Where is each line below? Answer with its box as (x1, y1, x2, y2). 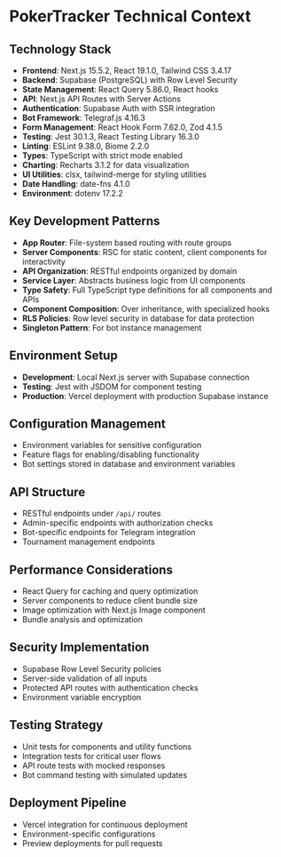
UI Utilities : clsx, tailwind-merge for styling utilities (21, 169, 207, 180)
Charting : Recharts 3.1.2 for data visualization (21, 160, 190, 170)
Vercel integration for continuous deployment (21, 819, 188, 829)
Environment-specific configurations (21, 829, 156, 839)
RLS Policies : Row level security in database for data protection (21, 313, 254, 324)
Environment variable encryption (21, 692, 142, 702)
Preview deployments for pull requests (21, 837, 163, 848)
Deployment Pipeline (9, 796, 127, 811)
